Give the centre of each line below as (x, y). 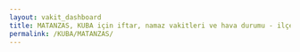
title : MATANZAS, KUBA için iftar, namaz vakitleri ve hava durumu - (142, 26)
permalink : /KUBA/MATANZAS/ (62, 33)
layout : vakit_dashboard (55, 17)
